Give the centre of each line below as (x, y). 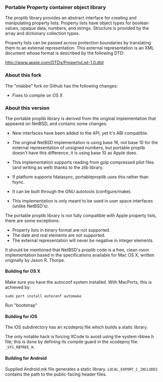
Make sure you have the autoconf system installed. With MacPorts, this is (79, 282)
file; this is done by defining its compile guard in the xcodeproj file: (72, 342)
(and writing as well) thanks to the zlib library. (58, 167)
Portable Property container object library (55, 7)
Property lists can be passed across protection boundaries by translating (78, 43)
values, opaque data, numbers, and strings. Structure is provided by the (77, 28)
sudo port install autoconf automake (43, 296)
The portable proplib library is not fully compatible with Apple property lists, (81, 215)
